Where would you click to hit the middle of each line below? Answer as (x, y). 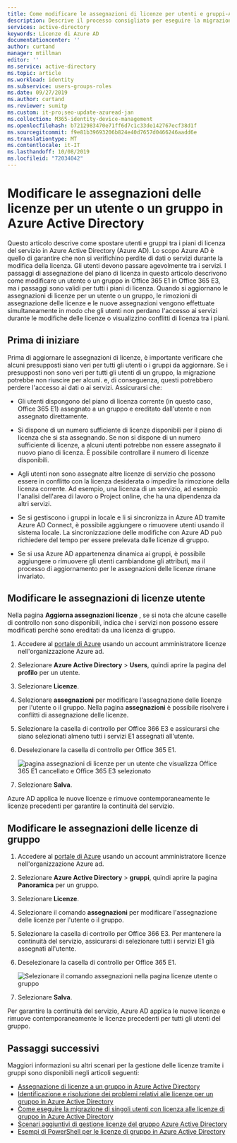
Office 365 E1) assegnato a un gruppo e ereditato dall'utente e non (114, 409)
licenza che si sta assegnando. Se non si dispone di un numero (109, 437)
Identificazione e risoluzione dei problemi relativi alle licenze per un (115, 1094)
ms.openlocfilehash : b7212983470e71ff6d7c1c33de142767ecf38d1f (102, 125)
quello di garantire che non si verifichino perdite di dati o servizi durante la (115, 258)
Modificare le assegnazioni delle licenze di (103, 828)
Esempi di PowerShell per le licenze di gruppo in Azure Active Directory (121, 1132)
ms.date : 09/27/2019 (38, 93)
